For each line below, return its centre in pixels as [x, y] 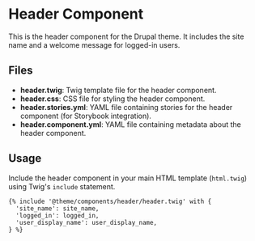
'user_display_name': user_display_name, [87, 222]
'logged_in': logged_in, [57, 215]
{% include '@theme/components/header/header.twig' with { [110, 201]
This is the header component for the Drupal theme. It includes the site [126, 36]
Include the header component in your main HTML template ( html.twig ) [128, 178]
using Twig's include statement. [62, 186]
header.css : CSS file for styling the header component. [113, 99]
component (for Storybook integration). [86, 116]
